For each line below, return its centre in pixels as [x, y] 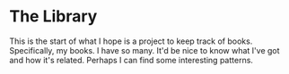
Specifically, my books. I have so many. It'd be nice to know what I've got [144, 50]
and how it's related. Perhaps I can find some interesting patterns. [131, 60]
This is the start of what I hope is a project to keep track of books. [131, 41]
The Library [53, 16]
